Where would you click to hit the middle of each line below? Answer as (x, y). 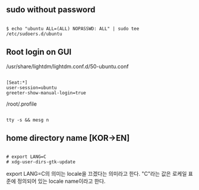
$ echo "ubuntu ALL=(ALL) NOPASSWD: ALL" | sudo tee (73, 28)
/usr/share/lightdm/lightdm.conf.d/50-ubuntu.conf (67, 66)
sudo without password (51, 10)
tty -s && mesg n (28, 120)
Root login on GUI (39, 52)
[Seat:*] (17, 83)
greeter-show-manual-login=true (46, 93)
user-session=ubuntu (32, 88)
